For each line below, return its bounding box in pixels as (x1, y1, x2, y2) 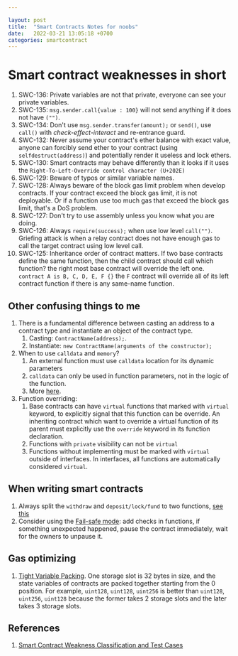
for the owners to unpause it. (18, 532, 103, 540)
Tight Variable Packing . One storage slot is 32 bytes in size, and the (18, 571, 216, 580)
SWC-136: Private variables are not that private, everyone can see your (18, 90, 226, 100)
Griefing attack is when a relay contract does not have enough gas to (18, 234, 220, 242)
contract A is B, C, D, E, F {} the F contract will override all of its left (18, 271, 229, 281)
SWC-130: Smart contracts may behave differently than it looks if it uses (18, 158, 229, 167)
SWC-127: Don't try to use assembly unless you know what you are (18, 211, 215, 220)
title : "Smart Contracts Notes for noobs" (8, 23, 139, 31)
